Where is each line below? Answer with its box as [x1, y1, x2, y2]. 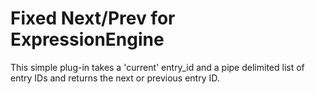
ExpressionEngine [10, 28, 165, 51]
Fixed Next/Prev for [10, 7, 176, 30]
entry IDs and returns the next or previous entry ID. [10, 72, 220, 84]
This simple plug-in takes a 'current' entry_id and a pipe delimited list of [10, 61, 305, 73]
